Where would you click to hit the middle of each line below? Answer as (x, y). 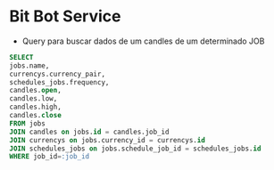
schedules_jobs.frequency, (59, 82)
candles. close (36, 116)
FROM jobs (28, 123)
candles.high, (36, 107)
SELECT (21, 57)
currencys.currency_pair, (57, 74)
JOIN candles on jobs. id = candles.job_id (89, 132)
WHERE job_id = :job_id (50, 157)
